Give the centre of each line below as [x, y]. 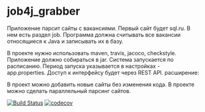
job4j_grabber [43, 11]
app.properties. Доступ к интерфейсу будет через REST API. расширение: [103, 72]
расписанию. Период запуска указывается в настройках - [84, 66]
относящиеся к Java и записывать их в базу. [65, 41]
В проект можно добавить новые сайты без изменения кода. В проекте [101, 84]
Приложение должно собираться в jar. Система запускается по [90, 59]
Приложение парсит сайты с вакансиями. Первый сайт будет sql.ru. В [99, 28]
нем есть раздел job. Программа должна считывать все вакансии [94, 34]
